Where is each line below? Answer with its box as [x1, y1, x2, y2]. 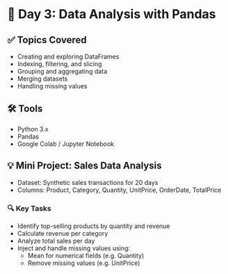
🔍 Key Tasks [7, 203, 51, 213]
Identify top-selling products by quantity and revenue [17, 222, 170, 230]
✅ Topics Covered [7, 34, 87, 46]
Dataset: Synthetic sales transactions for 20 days [17, 178, 158, 186]
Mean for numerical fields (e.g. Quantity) [27, 251, 145, 259]
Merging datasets [17, 74, 68, 83]
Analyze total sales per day [17, 236, 95, 245]
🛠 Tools [7, 103, 43, 115]
